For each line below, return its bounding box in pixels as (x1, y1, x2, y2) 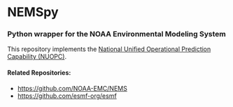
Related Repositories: (7, 69, 71, 77)
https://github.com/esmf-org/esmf (17, 92, 117, 100)
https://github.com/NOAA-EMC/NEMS (17, 84, 127, 92)
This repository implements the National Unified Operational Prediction (7, 45, 211, 53)
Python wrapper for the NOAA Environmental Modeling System (7, 29, 226, 39)
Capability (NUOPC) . (7, 52, 67, 61)
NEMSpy (7, 4, 59, 20)
